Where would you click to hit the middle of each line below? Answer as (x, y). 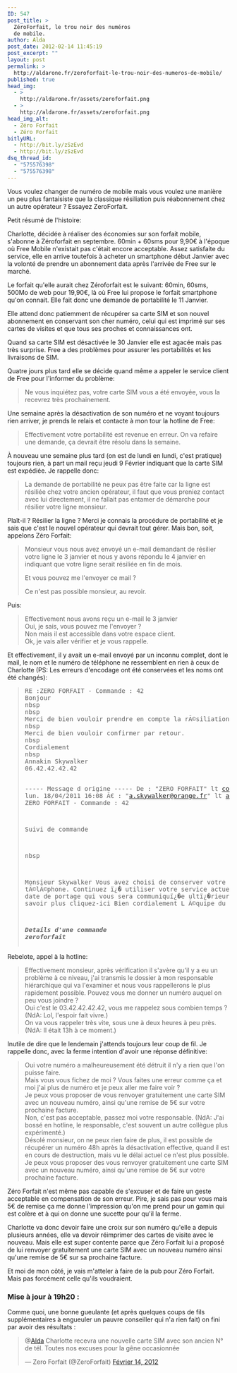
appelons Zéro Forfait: (39, 535)
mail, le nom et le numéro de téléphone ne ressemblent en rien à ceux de (113, 662)
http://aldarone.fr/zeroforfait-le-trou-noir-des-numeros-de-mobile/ (118, 73)
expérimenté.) (45, 1132)
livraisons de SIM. (33, 357)
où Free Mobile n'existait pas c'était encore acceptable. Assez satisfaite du (116, 248)
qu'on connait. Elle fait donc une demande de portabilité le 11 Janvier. (108, 300)
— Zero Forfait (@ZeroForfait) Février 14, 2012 (91, 1362)
